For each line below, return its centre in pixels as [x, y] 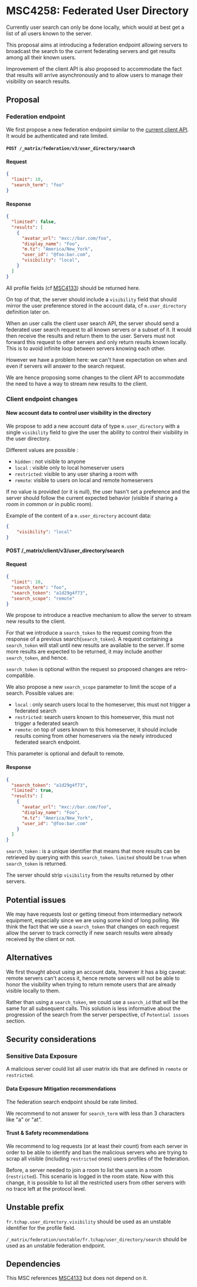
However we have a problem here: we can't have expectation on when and [96, 359]
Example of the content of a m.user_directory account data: [79, 515]
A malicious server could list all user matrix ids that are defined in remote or [97, 1069]
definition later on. [28, 312]
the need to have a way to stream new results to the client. [77, 384]
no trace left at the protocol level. [46, 1189]
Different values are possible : [42, 450]
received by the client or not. [41, 939]
